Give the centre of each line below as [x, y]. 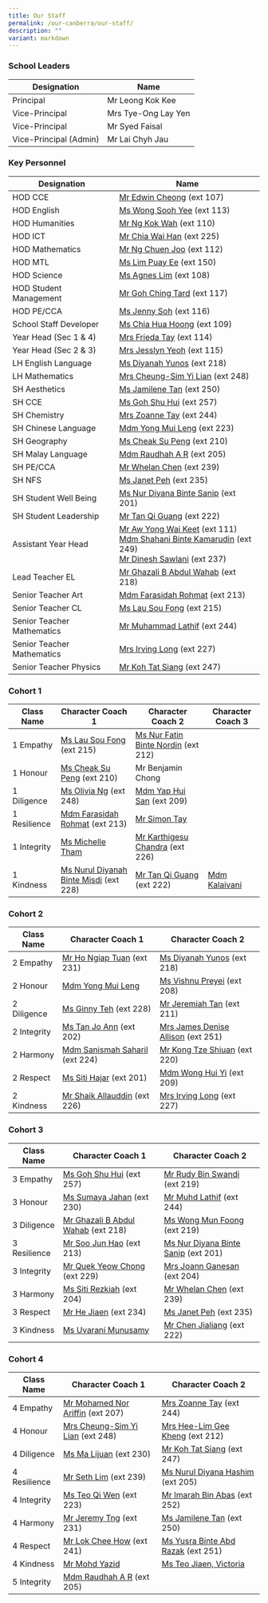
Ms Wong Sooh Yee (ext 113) [175, 210]
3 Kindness [33, 1330]
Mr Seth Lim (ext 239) [104, 1477]
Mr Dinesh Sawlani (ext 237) [173, 559]
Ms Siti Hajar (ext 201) [105, 1078]
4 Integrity [32, 1500]
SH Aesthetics [39, 389]
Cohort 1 [25, 691]
